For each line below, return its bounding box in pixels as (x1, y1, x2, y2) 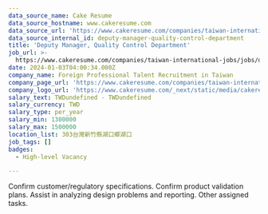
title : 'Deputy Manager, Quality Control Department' (8, 42, 191, 50)
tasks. (8, 199, 29, 208)
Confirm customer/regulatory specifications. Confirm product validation (8, 181, 244, 192)
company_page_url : (8, 78, 69, 86)
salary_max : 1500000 (8, 123, 77, 131)
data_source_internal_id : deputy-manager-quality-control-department (8, 34, 245, 42)
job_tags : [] (8, 137, 52, 146)
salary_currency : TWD (8, 101, 81, 109)
